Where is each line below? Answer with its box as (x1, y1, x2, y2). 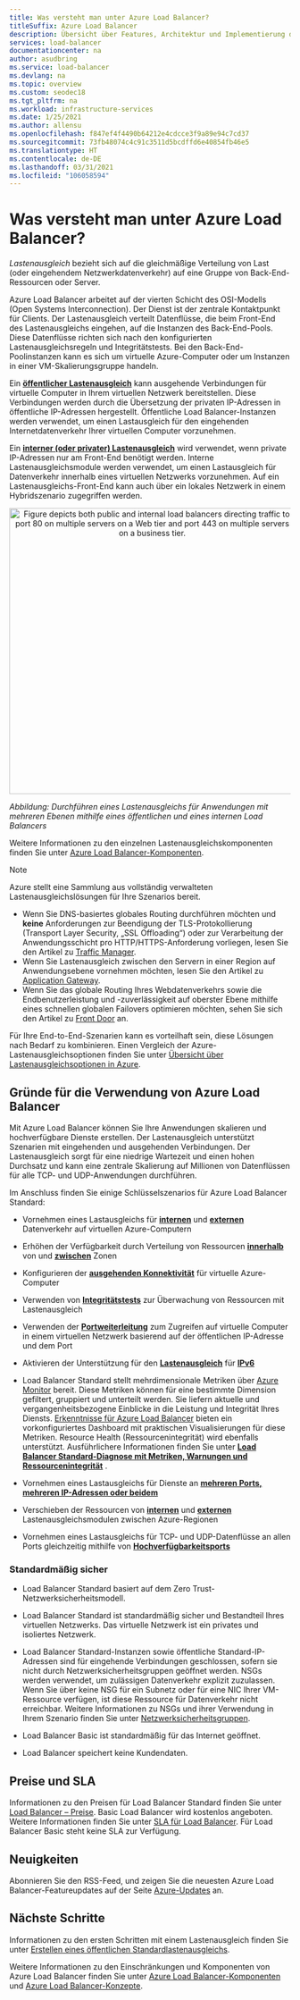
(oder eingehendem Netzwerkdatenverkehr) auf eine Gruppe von (9, 267, 248, 278)
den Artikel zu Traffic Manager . (21, 946, 137, 957)
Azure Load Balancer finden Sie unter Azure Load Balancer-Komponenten (9, 1971, 281, 1981)
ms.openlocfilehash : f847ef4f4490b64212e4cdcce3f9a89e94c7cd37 (9, 130, 250, 139)
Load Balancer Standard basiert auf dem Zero (21, 1584, 191, 1594)
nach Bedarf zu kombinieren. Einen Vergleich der (9, 1040, 190, 1051)
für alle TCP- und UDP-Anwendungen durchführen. (9, 1170, 197, 1181)
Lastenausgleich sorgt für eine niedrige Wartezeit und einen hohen (9, 1151, 254, 1162)
